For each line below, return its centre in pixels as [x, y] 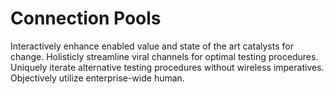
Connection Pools [86, 18]
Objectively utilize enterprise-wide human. [97, 78]
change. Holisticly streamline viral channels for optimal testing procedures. [164, 56]
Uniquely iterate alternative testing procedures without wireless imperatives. [167, 67]
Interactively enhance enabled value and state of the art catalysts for [152, 46]
